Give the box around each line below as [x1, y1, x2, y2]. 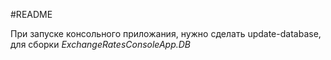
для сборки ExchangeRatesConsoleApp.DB [10, 39, 192, 50]
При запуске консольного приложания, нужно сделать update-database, [10, 28, 322, 39]
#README [10, 9, 53, 20]
